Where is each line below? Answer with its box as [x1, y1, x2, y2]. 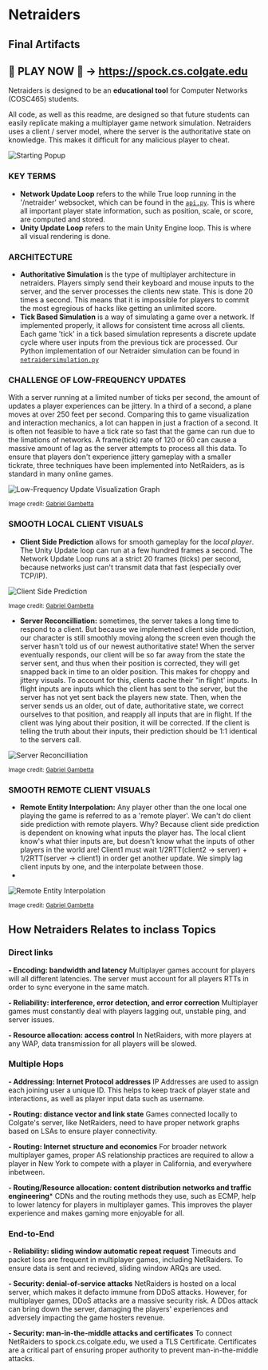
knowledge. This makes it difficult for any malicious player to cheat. [8, 135, 230, 145]
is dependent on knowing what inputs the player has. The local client [19, 828, 246, 837]
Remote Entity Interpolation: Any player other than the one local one [19, 802, 247, 812]
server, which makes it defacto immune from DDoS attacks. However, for [8, 1288, 247, 1297]
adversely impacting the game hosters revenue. [8, 1313, 165, 1323]
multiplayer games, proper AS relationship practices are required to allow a [8, 1150, 254, 1160]
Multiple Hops [8, 1058, 64, 1069]
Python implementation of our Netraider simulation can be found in [19, 345, 239, 355]
